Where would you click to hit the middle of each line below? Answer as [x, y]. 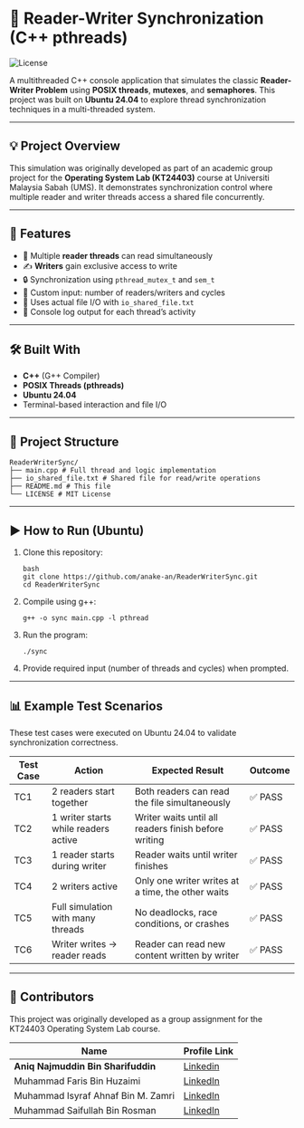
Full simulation [82, 906]
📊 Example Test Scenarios [86, 707]
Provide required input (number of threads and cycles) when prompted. [156, 668]
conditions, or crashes [182, 923]
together [70, 802]
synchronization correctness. [64, 742]
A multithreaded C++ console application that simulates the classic [134, 80]
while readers [81, 828]
